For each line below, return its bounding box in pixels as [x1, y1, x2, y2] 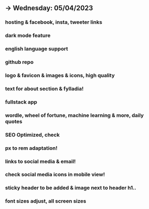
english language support [5, 46, 68, 52]
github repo [5, 59, 34, 66]
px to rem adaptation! [5, 145, 58, 152]
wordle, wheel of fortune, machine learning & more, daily [5, 111, 144, 118]
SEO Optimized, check [5, 131, 60, 138]
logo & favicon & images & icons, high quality [5, 72, 115, 79]
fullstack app [5, 99, 37, 105]
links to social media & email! [5, 158, 76, 165]
